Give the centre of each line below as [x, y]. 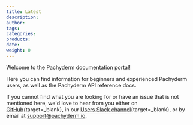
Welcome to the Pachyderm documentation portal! [68, 67]
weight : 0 [19, 51]
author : [16, 23]
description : [22, 17]
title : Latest [24, 12]
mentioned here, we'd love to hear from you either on [72, 103]
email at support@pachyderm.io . [46, 115]
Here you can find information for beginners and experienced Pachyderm [97, 79]
